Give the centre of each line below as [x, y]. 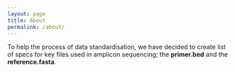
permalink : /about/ [36, 27]
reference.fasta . [32, 62]
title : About [27, 20]
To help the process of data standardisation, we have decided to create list [116, 47]
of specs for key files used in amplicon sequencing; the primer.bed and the [118, 54]
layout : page [27, 14]
